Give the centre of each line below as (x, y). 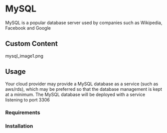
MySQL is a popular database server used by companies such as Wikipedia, (84, 23)
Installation (19, 126)
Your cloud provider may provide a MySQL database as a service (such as (82, 84)
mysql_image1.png (24, 56)
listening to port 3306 (28, 100)
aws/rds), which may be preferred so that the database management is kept (84, 89)
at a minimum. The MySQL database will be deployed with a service (75, 94)
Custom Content (32, 44)
